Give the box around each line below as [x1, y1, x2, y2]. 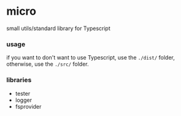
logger [15, 96, 33, 104]
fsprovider [15, 102, 42, 110]
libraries [6, 75, 32, 84]
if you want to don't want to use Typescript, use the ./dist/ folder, [6, 54, 175, 61]
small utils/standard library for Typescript [6, 25, 110, 32]
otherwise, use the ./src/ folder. [6, 60, 89, 68]
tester [15, 90, 31, 97]
